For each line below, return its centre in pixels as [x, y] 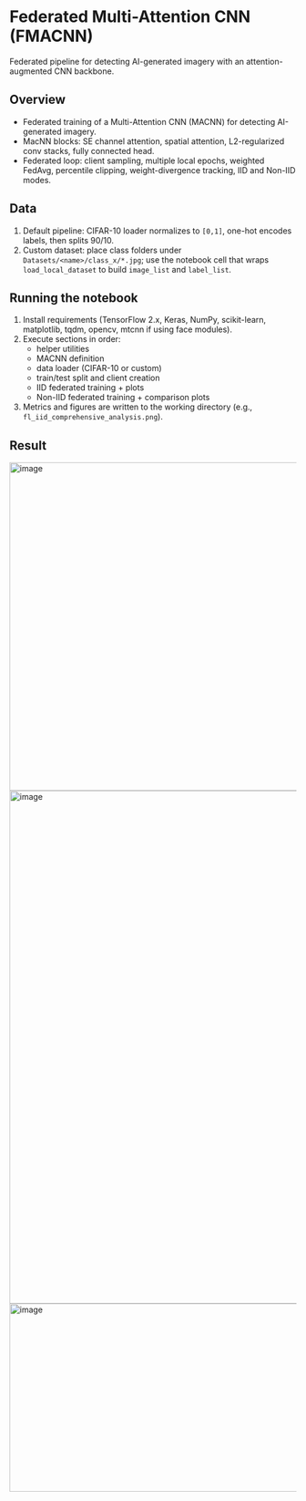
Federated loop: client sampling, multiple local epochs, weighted [143, 160]
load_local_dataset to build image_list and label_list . [127, 269]
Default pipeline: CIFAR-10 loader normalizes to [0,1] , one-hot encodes [157, 231]
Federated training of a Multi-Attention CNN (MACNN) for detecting [149, 121]
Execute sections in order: [71, 339]
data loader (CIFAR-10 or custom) [99, 368]
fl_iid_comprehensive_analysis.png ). [93, 417]
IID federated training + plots [90, 388]
